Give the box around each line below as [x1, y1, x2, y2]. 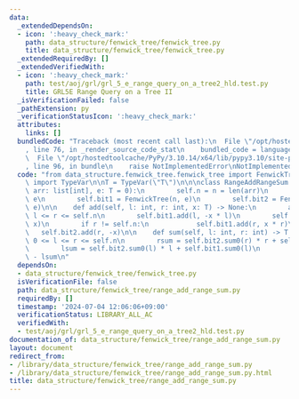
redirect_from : [9, 352, 66, 361]
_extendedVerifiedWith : [17, 63, 105, 72]
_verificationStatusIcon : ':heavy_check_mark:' [17, 112, 198, 121]
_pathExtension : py [17, 104, 90, 113]
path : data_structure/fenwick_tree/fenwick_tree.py [25, 37, 221, 47]
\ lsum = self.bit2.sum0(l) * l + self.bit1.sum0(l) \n [25, 244, 261, 253]
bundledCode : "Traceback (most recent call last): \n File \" [17, 137, 253, 146]
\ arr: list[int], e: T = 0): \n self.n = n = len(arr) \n [25, 187, 269, 196]
